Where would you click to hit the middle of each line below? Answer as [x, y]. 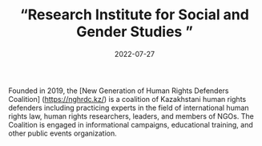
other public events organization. [63, 133]
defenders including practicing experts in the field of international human [129, 107]
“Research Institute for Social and [135, 15]
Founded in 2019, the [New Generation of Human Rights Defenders [119, 91]
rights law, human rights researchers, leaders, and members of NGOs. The [131, 116]
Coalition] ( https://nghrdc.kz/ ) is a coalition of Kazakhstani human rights [127, 99]
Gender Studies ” [135, 32]
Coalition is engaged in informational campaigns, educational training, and [131, 124]
